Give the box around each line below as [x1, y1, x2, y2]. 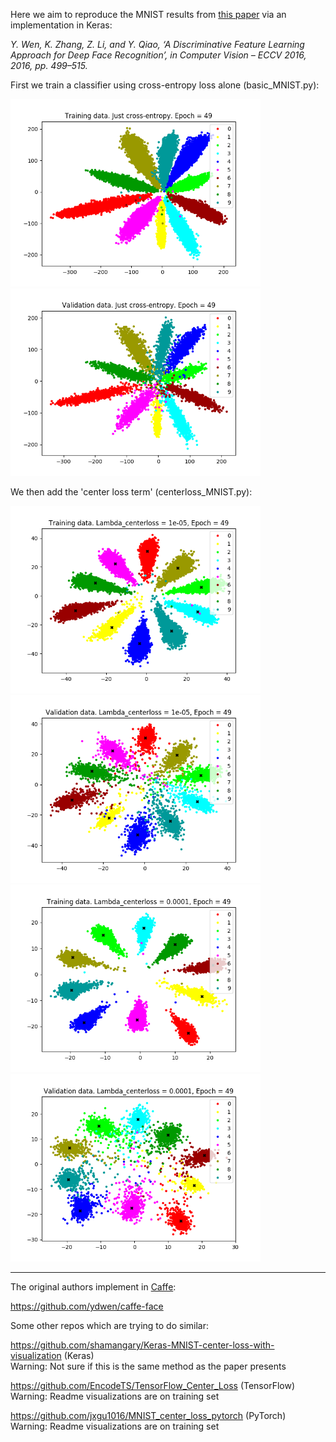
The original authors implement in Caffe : [10, 1281, 177, 1293]
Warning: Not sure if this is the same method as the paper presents [10, 1360, 287, 1372]
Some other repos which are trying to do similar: [10, 1320, 209, 1331]
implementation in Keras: [10, 19, 113, 31]
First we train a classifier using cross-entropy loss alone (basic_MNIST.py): [10, 79, 320, 91]
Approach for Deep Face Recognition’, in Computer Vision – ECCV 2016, [10, 49, 307, 61]
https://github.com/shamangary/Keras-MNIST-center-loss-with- [10, 1339, 275, 1351]
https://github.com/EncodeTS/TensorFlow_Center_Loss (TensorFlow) [10, 1380, 296, 1391]
